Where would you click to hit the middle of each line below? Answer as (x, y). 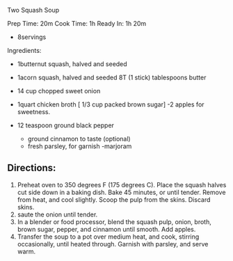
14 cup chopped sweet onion (59, 91)
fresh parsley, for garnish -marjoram (80, 146)
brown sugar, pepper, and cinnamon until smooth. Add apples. (106, 229)
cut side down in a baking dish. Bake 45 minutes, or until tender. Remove (121, 192)
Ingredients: (24, 50)
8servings (32, 37)
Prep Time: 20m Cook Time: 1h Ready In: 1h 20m (77, 23)
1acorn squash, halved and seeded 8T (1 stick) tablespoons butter (112, 77)
